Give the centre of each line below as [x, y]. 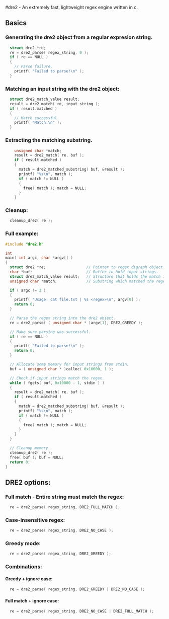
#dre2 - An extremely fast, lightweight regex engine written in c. [72, 7]
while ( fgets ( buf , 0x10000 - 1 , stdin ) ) [57, 383]
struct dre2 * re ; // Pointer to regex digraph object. [88, 267]
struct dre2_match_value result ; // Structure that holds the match [85, 276]
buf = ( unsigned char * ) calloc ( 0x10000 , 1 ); [62, 369]
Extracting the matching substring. [49, 140]
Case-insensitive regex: [35, 520]
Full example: [22, 234]
